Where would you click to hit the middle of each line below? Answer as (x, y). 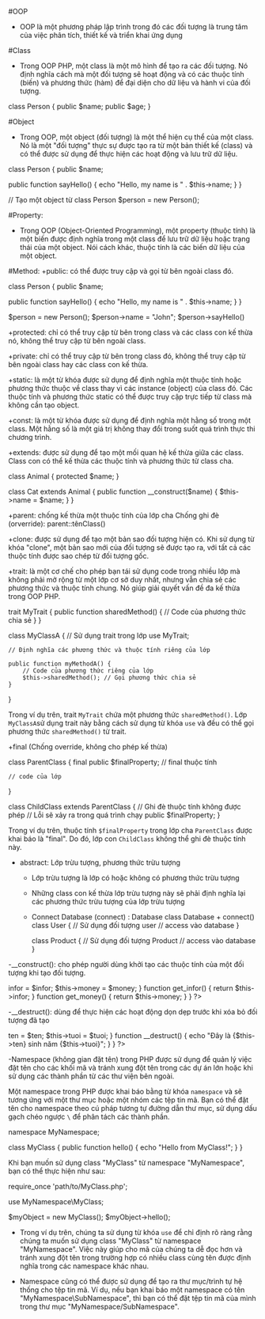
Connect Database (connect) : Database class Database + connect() (143, 917)
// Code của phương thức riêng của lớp (88, 671)
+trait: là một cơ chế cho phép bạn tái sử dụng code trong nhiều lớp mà (124, 571)
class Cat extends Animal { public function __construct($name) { (113, 491)
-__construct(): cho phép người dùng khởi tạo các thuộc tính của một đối (126, 964)
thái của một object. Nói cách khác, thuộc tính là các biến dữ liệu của (132, 247)
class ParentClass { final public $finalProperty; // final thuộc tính (113, 762)
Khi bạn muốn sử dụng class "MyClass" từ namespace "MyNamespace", (127, 1163)
